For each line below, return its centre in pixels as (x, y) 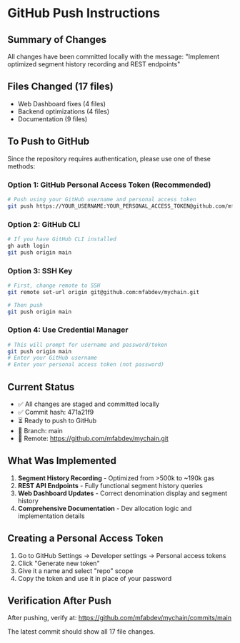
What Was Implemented (62, 461)
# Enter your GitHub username (52, 358)
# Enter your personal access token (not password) (86, 365)
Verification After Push (60, 601)
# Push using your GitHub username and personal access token (102, 199)
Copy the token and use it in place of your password (95, 578)
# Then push (25, 305)
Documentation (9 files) (52, 118)
